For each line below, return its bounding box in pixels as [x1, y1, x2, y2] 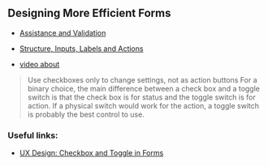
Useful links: [7, 130, 58, 141]
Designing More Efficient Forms [7, 6, 171, 20]
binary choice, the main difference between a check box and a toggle [27, 83, 261, 93]
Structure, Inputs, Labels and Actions [19, 44, 144, 53]
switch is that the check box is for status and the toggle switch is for [27, 92, 257, 102]
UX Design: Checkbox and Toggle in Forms [19, 148, 164, 158]
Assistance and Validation [19, 28, 106, 37]
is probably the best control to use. [27, 109, 145, 119]
